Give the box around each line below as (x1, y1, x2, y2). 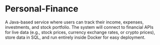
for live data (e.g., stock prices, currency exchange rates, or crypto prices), (5, 29, 155, 35)
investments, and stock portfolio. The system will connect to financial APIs (5, 24, 154, 30)
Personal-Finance (5, 3, 79, 14)
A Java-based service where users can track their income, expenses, (5, 19, 144, 25)
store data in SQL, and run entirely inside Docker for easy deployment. (5, 34, 145, 40)
